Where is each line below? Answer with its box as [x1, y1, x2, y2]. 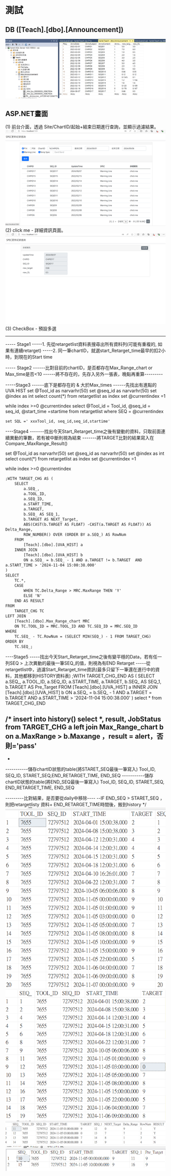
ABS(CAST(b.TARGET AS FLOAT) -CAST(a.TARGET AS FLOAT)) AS [23, 522, 152, 527]
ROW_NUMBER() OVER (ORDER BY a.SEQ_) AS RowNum [23, 532, 126, 537]
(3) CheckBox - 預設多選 [5, 325, 57, 332]
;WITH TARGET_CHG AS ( [5, 476, 53, 481]
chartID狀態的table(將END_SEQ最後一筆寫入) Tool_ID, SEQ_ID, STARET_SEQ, [5, 779, 164, 785]
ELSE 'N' [23, 593, 42, 598]
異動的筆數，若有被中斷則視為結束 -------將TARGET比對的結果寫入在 [9, 435, 154, 441]
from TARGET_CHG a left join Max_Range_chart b [5, 723, 164, 731]
